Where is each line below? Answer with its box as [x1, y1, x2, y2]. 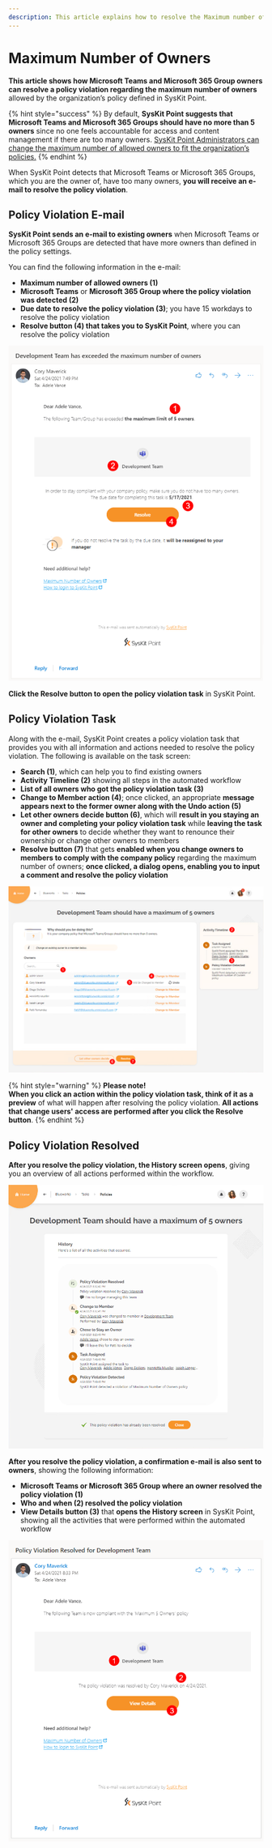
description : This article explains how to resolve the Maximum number [8, 13, 255, 21]
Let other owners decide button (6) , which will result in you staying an [19, 810, 260, 820]
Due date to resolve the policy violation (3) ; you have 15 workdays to [19, 304, 253, 313]
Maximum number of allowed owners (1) [19, 278, 159, 287]
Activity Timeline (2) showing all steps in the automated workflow [19, 775, 241, 785]
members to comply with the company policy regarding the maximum [19, 853, 257, 862]
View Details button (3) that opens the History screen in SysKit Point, [19, 1506, 256, 1516]
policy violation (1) [19, 1489, 83, 1499]
